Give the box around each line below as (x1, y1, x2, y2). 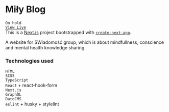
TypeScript (5, 78, 29, 83)
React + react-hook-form (5, 82, 58, 89)
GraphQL (5, 92, 22, 97)
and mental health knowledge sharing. (5, 44, 86, 50)
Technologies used (5, 57, 54, 64)
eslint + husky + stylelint (5, 101, 60, 107)
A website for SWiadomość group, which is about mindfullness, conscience (5, 39, 164, 45)
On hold (5, 20, 22, 25)
